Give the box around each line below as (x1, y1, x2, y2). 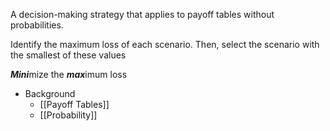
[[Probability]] (39, 109, 98, 121)
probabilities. (10, 19, 64, 31)
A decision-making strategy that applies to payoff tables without (10, 9, 275, 20)
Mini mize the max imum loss (10, 69, 128, 80)
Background (24, 88, 76, 99)
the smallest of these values (10, 49, 127, 61)
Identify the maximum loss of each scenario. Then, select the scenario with (10, 39, 320, 50)
